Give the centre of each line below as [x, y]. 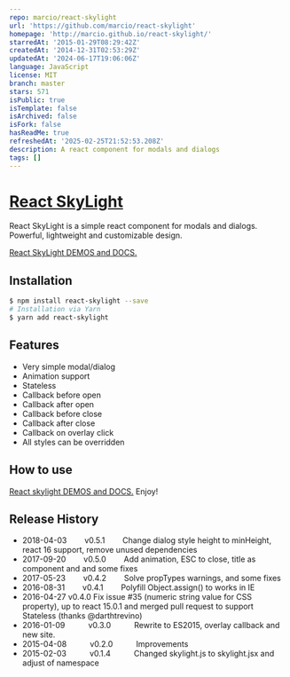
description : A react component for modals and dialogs [114, 149]
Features [34, 346]
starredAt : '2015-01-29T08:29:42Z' [75, 42]
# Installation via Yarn [55, 310]
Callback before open [62, 395]
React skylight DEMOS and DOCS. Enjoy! [84, 491]
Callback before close [62, 413]
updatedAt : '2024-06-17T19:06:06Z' [75, 59]
